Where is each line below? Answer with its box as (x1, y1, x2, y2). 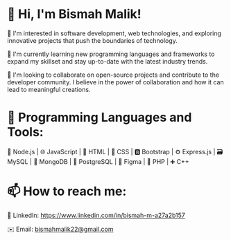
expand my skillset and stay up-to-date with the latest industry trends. (7, 57, 208, 65)
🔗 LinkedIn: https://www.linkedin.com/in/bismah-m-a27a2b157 (7, 211, 185, 219)
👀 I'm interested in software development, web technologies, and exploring (7, 29, 222, 37)
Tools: (7, 124, 44, 140)
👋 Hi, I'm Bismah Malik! (7, 6, 142, 22)
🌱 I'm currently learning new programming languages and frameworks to (7, 50, 215, 58)
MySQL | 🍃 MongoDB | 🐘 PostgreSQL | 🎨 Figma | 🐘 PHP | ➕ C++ (7, 157, 189, 165)
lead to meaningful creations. (7, 85, 91, 93)
